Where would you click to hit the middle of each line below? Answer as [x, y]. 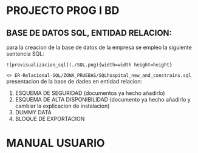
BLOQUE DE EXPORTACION [50, 119]
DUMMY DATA [33, 112]
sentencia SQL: [25, 54]
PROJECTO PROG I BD [63, 11]
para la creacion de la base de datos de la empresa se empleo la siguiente [99, 47]
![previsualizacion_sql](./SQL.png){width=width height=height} [89, 65]
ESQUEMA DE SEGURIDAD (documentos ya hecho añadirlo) [90, 93]
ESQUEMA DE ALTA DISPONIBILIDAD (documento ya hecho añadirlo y [103, 99]
